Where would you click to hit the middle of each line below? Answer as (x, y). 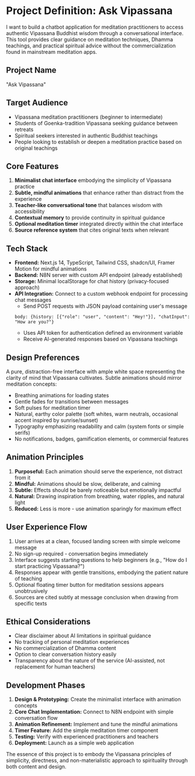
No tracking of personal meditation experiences (72, 642)
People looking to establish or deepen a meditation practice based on (98, 142)
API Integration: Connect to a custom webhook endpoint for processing (101, 294)
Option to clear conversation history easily (65, 654)
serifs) (22, 432)
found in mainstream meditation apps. (52, 51)
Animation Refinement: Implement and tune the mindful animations (96, 725)
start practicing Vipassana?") (49, 566)
